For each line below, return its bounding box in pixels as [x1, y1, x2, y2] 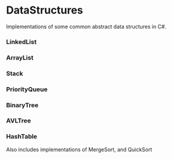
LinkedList [6, 38, 37, 46]
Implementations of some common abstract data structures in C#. [6, 23, 167, 30]
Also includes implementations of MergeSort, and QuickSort [6, 145, 152, 153]
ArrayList [6, 54, 34, 62]
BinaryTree [6, 101, 38, 109]
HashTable [6, 132, 37, 141]
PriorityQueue [6, 85, 48, 93]
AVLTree [6, 117, 31, 125]
